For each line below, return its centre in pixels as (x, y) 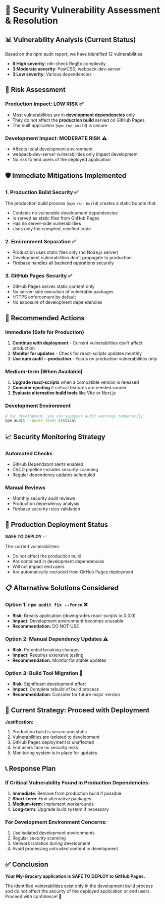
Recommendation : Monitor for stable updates (59, 660)
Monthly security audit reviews (44, 498)
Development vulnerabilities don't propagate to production (72, 257)
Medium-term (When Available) (44, 371)
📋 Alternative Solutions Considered (62, 588)
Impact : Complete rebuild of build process (55, 689)
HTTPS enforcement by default (44, 297)
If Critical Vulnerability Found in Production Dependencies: (78, 782)
